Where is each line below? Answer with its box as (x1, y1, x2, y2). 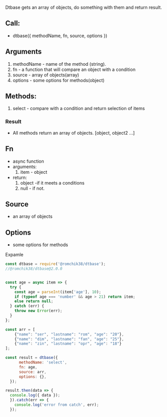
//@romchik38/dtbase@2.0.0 (5, 266, 63, 272)
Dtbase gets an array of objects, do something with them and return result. (5, 5, 162, 10)
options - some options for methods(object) (12, 77, 105, 83)
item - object (20, 169, 47, 175)
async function (12, 158, 44, 164)
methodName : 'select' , (18, 360, 67, 365)
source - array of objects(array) (12, 71, 79, 78)
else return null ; (14, 299, 53, 304)
